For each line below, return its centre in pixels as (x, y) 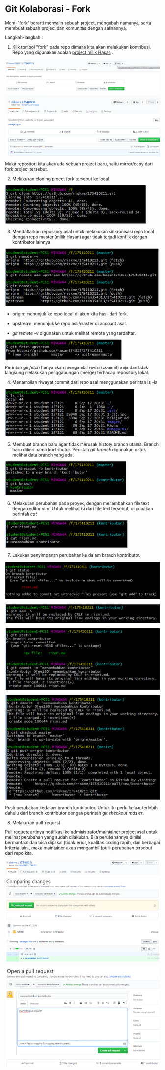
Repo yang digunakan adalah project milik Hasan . (63, 52)
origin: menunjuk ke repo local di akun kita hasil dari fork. (70, 314)
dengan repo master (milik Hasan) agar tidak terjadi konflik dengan (80, 237)
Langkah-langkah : (24, 37)
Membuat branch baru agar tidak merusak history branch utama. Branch (85, 444)
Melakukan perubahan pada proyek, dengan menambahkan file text (81, 503)
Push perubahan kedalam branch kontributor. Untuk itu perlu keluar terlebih (82, 808)
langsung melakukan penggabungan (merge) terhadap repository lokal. (77, 373)
